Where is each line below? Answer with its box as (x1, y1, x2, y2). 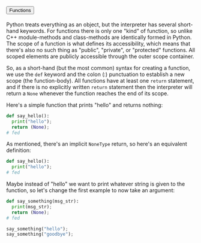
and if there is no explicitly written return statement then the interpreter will (6, 83, 193, 90)
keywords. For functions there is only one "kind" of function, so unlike (20, 27, 193, 34)
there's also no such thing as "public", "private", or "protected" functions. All (6, 46, 195, 53)
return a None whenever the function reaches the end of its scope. (6, 90, 169, 97)
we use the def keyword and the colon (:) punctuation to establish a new (6, 71, 185, 78)
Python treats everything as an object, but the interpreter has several (6, 21, 177, 28)
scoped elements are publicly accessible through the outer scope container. (6, 53, 194, 60)
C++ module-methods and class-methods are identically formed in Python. (6, 34, 192, 41)
